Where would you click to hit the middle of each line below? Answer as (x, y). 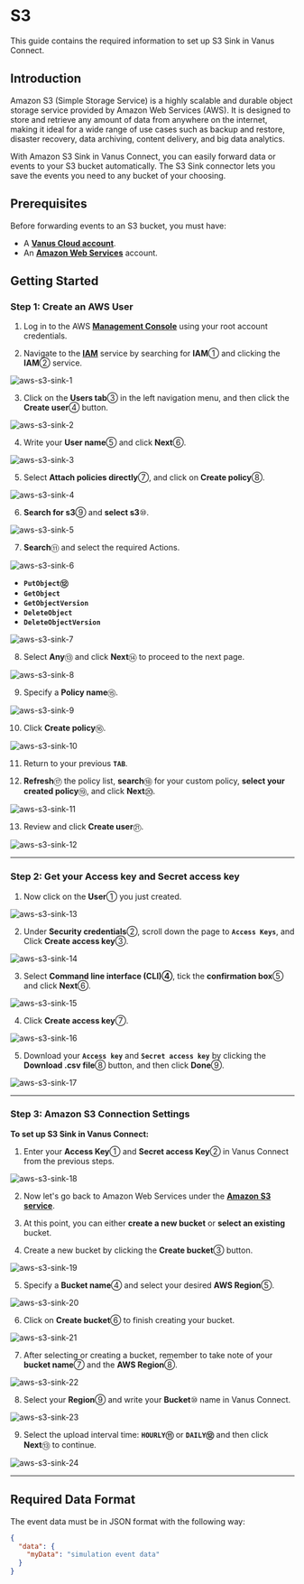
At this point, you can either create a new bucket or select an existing (154, 1223)
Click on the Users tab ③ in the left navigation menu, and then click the (156, 398)
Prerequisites (49, 204)
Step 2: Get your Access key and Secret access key (125, 876)
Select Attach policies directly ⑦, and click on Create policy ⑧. (144, 477)
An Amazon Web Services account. (91, 253)
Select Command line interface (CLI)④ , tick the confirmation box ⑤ (153, 976)
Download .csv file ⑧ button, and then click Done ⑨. (124, 1065)
